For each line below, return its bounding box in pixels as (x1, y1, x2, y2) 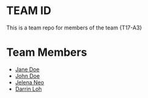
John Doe (15, 72, 40, 80)
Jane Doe (15, 66, 40, 73)
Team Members (6, 45, 87, 59)
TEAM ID (6, 4, 52, 18)
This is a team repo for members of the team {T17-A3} (6, 24, 142, 31)
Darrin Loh (15, 85, 42, 92)
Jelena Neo (15, 78, 44, 86)
